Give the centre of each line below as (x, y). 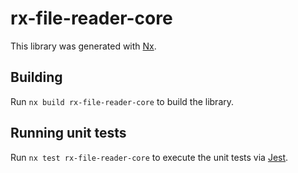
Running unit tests (68, 133)
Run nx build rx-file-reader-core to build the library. (122, 101)
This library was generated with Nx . (83, 46)
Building (36, 77)
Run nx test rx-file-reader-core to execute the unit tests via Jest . (149, 157)
